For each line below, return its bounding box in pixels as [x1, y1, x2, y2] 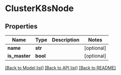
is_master [7, 53, 31, 59]
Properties [5, 22, 38, 30]
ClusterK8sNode [5, 3, 74, 14]
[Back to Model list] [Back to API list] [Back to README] [5, 65, 116, 71]
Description [52, 37, 80, 43]
